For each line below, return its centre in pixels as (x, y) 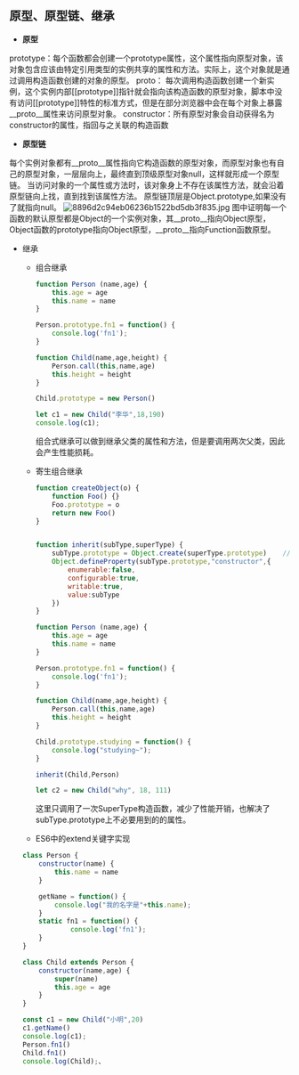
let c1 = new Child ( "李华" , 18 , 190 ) (100, 415)
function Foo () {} (86, 496)
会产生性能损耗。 (67, 452)
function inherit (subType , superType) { (109, 545)
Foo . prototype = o (86, 505)
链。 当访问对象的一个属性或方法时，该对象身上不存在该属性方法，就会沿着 (147, 184)
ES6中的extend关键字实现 (83, 839)
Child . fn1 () (44, 1053)
